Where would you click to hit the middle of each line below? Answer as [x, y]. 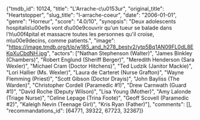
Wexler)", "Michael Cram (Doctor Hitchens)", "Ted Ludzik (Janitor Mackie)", [99, 66]
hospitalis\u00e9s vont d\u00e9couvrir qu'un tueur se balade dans [89, 28]
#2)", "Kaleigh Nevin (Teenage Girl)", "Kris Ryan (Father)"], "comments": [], [99, 104]
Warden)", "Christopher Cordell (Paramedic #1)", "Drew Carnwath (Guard [96, 85]
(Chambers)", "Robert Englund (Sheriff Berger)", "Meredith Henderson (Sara [100, 60]
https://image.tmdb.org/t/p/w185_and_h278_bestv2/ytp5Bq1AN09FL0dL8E [101, 47]
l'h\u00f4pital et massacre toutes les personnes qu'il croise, [80, 34]
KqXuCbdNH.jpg [27, 53]
